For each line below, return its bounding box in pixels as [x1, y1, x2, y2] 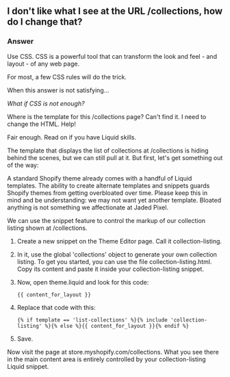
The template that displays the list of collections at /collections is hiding [7, 146, 209, 155]
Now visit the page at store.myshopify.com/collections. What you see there [7, 348, 219, 356]
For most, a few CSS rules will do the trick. [7, 73, 127, 81]
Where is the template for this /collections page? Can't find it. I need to [7, 112, 207, 120]
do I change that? [7, 16, 83, 28]
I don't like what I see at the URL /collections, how [7, 5, 223, 17]
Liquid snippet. [7, 362, 49, 370]
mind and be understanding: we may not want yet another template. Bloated [7, 196, 222, 204]
